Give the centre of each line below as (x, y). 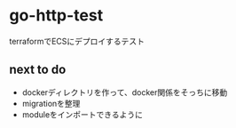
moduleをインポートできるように (83, 114)
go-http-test (56, 16)
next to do (38, 70)
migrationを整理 (51, 103)
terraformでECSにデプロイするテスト (77, 41)
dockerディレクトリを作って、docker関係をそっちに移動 (125, 92)
